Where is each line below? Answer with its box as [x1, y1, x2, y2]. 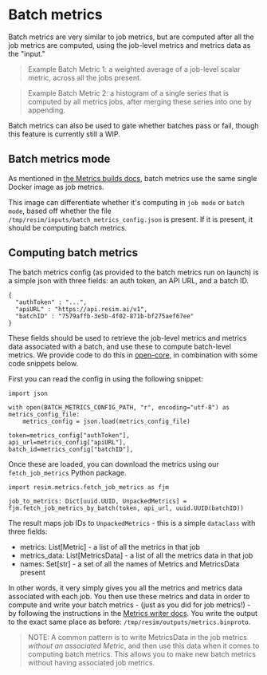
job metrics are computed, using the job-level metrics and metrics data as [8, 40, 251, 49]
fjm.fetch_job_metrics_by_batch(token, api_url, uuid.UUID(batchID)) [8, 504, 245, 512]
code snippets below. [8, 358, 78, 368]
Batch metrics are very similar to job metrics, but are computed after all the [8, 32, 254, 41]
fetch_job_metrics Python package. [8, 468, 128, 477]
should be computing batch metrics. [8, 223, 128, 232]
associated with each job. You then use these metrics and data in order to [8, 591, 250, 601]
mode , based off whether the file [8, 206, 112, 215]
